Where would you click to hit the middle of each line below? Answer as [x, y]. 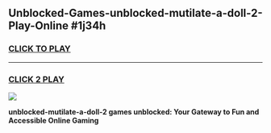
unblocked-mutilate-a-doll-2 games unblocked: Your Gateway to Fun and [134, 111]
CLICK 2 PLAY [36, 79]
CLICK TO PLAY [40, 49]
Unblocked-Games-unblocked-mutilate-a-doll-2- [135, 13]
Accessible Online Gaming [54, 120]
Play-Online [38, 26]
